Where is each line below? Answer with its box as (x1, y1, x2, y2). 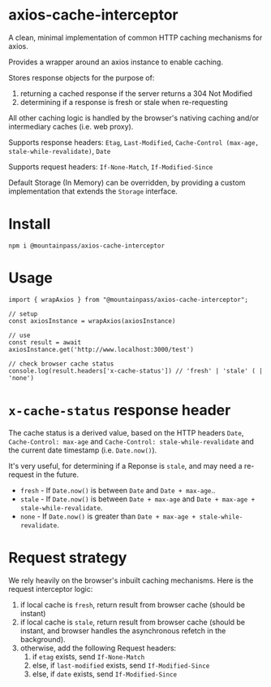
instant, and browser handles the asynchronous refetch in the (19, 625, 226, 636)
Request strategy (8, 548, 127, 567)
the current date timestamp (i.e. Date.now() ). (8, 445, 157, 455)
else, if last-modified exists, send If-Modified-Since (32, 660, 210, 670)
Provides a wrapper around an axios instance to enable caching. (8, 57, 223, 67)
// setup (8, 309, 38, 318)
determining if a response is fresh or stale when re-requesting (19, 97, 229, 107)
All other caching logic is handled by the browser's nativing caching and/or (8, 112, 260, 123)
